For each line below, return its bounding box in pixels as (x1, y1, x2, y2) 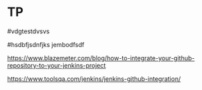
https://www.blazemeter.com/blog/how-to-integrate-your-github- (7, 53, 195, 62)
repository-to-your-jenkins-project (7, 61, 106, 69)
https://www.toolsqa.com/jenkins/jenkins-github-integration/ (7, 74, 181, 83)
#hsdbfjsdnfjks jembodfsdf (7, 40, 85, 48)
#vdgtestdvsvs (7, 27, 50, 35)
